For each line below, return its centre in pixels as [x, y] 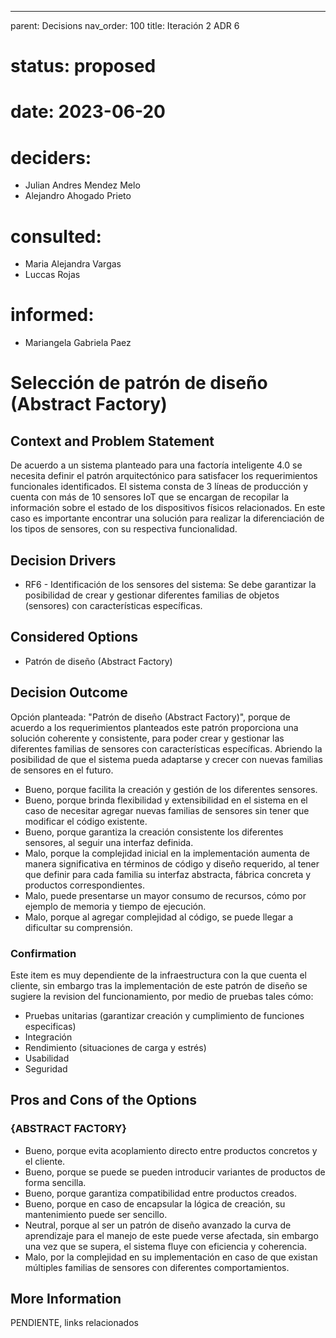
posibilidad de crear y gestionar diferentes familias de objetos [152, 595]
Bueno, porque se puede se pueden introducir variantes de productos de [175, 1172]
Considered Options [74, 637]
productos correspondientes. [84, 885]
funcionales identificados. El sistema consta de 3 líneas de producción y [159, 487]
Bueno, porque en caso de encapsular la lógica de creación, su [155, 1203]
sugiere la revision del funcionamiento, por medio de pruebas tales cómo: [162, 996]
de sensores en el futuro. [62, 770]
